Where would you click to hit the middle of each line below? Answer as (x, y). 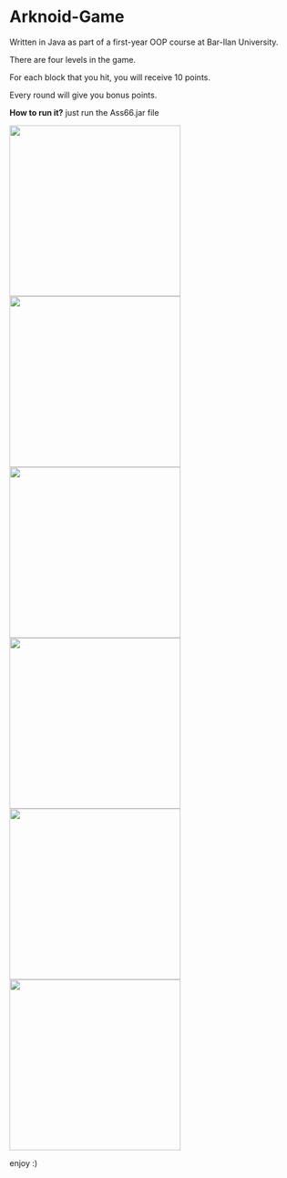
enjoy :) (24, 1163)
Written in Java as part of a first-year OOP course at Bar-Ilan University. (144, 42)
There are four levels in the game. (73, 59)
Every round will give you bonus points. (83, 95)
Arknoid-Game (67, 17)
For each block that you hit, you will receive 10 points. (110, 77)
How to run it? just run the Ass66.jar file (84, 112)
